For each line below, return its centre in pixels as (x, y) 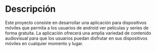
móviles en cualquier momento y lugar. (44, 43)
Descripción (30, 9)
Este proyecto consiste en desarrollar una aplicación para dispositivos (76, 23)
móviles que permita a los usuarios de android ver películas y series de (77, 27)
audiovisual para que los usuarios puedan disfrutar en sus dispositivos (76, 38)
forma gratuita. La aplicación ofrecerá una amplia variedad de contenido (78, 33)
